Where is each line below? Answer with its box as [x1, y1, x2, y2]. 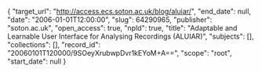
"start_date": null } [7, 57, 67, 66]
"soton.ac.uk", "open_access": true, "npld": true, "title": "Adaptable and [7, 24, 238, 32]
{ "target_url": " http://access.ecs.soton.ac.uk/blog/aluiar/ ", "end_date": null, [7, 7, 252, 16]
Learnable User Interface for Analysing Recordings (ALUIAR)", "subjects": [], [7, 31, 254, 41]
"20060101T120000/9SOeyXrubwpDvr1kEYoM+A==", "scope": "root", [7, 49, 232, 57]
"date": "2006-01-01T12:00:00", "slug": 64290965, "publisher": [7, 15, 213, 24]
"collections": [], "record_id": [7, 40, 101, 49]
